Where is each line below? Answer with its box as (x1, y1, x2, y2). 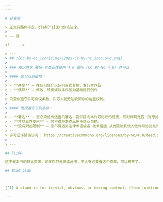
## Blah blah (5, 168, 32, 173)
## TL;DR (5, 150, 23, 156)
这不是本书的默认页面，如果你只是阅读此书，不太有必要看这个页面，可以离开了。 (5, 159, 142, 165)
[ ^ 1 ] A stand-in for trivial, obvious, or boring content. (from (5, 185, 140, 190)
